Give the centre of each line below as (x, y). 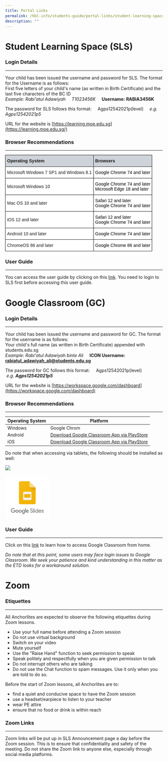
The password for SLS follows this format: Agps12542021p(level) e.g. (81, 109)
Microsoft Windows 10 (28, 187)
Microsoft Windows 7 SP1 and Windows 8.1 (49, 172)
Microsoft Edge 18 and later (122, 189)
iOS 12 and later (23, 220)
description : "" (22, 21)
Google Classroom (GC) (55, 303)
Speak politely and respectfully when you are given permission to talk (84, 658)
